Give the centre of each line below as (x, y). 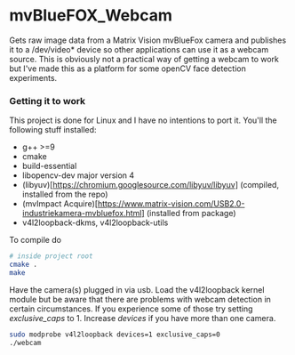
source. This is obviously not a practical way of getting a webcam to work (144, 59)
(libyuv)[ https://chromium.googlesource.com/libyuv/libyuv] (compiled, (151, 185)
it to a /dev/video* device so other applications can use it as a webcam (139, 49)
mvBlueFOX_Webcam (91, 16)
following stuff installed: (53, 130)
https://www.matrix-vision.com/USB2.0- (171, 204)
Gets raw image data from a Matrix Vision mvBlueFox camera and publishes (148, 40)
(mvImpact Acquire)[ (60, 204)
